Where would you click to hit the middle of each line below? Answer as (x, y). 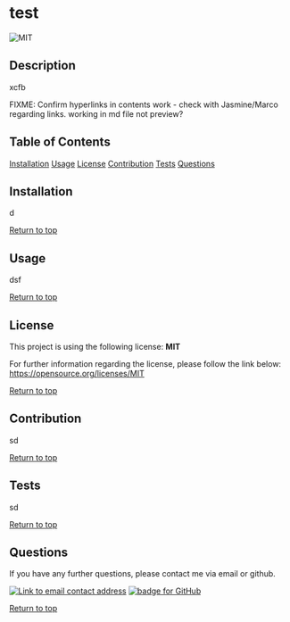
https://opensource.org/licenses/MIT (77, 373)
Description (42, 66)
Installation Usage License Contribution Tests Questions (112, 163)
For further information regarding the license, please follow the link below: (145, 364)
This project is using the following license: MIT (95, 347)
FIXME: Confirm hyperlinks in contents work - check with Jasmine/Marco (144, 104)
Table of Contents (60, 142)
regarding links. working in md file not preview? (96, 113)
